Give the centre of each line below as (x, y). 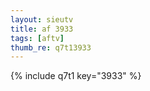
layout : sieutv (42, 19)
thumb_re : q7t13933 (51, 47)
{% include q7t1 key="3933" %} (76, 76)
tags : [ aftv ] (37, 38)
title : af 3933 (42, 29)
